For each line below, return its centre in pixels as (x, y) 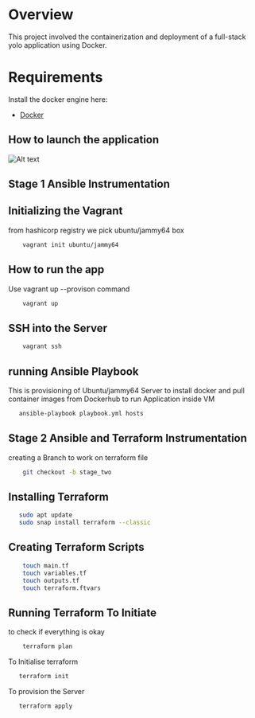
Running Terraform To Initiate (83, 613)
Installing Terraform (58, 496)
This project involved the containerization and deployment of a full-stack (127, 37)
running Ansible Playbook (73, 371)
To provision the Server (46, 691)
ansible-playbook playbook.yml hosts (81, 413)
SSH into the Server (58, 328)
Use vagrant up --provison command (69, 289)
